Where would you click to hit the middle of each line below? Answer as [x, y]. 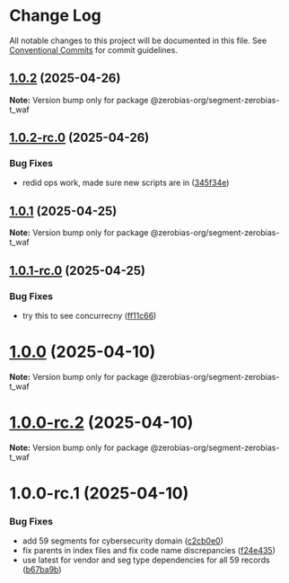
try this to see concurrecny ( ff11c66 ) [89, 315]
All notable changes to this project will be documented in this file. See [138, 40]
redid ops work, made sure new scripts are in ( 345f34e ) [126, 183]
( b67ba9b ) [42, 570]
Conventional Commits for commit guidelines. [93, 49]
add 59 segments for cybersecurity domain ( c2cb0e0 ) [123, 541]
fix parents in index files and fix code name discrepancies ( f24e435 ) [149, 551]
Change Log [55, 16]
